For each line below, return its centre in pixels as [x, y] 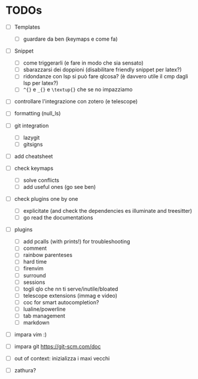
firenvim [33, 268]
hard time [35, 262]
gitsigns [33, 144]
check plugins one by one [46, 198]
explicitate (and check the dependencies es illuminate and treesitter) [108, 211]
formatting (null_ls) [37, 114]
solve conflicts [41, 180]
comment [35, 248]
